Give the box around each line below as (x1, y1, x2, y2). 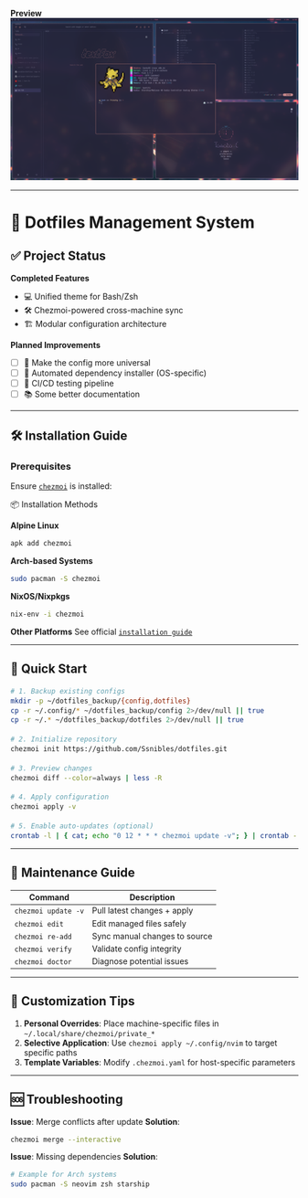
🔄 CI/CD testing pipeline (23, 377, 114, 388)
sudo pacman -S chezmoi (10, 575, 101, 584)
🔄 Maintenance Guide (10, 865, 135, 881)
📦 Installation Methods (10, 499, 99, 510)
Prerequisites (10, 461, 71, 472)
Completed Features (10, 272, 90, 283)
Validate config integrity (91, 943, 182, 954)
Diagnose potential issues (91, 956, 189, 967)
